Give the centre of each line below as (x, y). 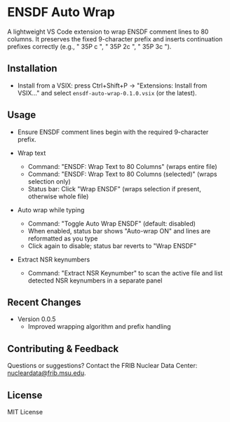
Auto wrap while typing (51, 210)
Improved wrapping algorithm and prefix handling (99, 327)
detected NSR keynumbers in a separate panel (95, 280)
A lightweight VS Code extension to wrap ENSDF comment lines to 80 (108, 32)
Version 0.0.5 (36, 319)
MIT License (25, 412)
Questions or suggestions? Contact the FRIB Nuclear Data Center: (102, 366)
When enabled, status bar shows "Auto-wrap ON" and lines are (119, 231)
